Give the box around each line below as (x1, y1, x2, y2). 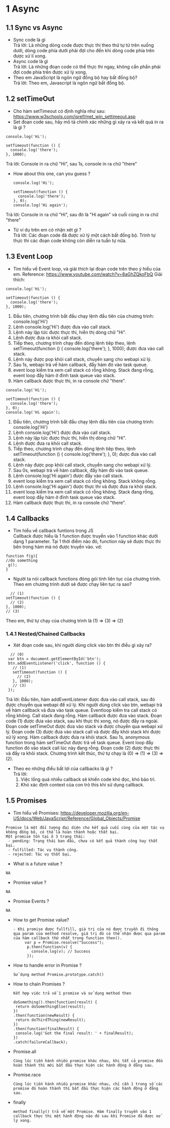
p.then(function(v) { (26, 944, 72, 949)
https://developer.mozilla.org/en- (60, 810, 130, 816)
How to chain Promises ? (13, 981, 65, 987)
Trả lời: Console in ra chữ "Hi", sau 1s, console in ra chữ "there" (6, 160, 137, 167)
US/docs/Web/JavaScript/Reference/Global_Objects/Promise (13, 815, 141, 821)
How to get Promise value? (13, 917, 69, 923)
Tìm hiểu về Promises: (13, 810, 60, 816)
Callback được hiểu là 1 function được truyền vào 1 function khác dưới (13, 533, 158, 539)
